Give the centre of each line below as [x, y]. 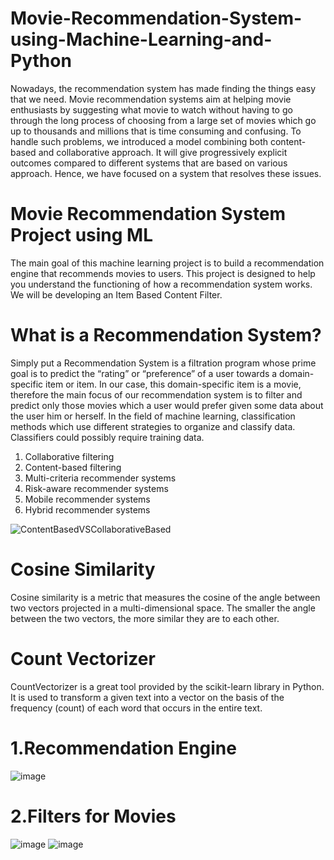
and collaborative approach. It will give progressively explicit [163, 152]
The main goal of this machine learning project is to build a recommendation [167, 263]
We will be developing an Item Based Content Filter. [116, 294]
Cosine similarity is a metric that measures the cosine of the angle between [165, 597]
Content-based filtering [73, 467]
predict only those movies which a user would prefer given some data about [167, 405]
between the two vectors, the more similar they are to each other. [145, 618]
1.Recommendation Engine [123, 748]
